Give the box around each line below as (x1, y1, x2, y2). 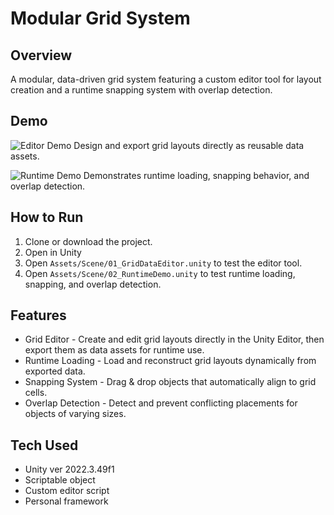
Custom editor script (24, 485, 110, 497)
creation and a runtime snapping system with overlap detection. (10, 84, 273, 96)
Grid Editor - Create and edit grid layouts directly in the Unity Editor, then (24, 333, 325, 346)
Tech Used (10, 437, 79, 454)
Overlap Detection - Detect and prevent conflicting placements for (24, 397, 298, 409)
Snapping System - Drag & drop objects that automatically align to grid (24, 376, 317, 388)
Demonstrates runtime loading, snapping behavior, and (83, 169, 310, 181)
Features (10, 307, 67, 324)
